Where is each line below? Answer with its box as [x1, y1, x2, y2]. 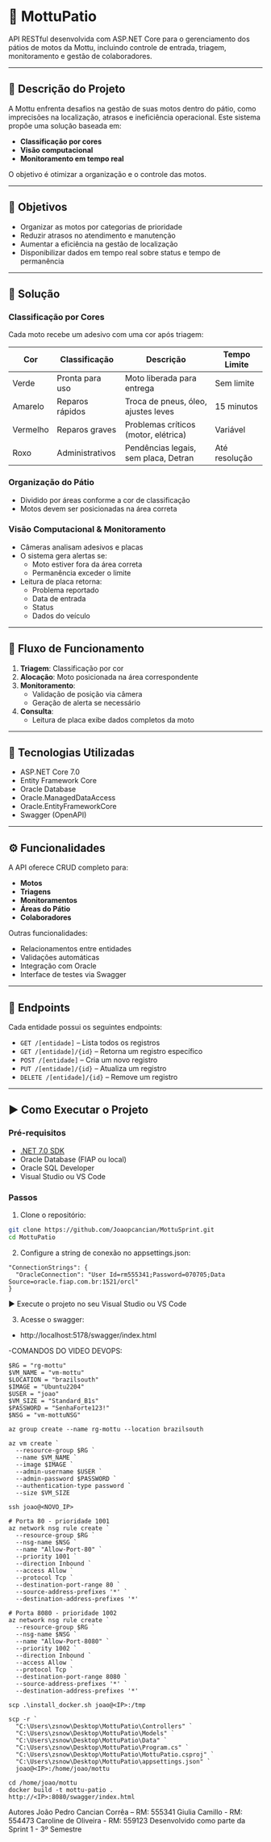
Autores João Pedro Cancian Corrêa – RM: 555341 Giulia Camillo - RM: [8, 1806, 244, 1817]
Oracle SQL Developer [19, 1163, 95, 1173]
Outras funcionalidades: [8, 929, 89, 938]
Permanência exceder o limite [31, 567, 131, 577]
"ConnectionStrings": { [8, 1263, 89, 1271]
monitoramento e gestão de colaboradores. [8, 51, 152, 61]
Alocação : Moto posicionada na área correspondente [19, 672, 199, 681]
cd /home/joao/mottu [8, 1778, 78, 1787]
